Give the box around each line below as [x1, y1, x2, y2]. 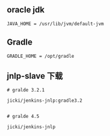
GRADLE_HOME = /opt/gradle [7, 53, 75, 59]
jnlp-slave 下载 [7, 71, 63, 81]
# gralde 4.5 [7, 114, 40, 120]
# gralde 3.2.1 [7, 87, 45, 93]
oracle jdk [7, 5, 44, 15]
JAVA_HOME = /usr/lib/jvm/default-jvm [7, 20, 104, 26]
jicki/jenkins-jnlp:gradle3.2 [7, 97, 83, 104]
